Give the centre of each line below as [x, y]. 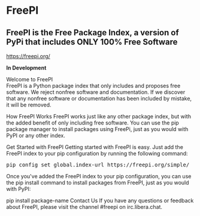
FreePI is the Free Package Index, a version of [93, 33]
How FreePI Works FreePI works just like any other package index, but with [99, 116]
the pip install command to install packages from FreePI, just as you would [98, 182]
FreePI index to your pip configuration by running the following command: [97, 153]
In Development [26, 68]
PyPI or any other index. [36, 136]
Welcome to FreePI [30, 79]
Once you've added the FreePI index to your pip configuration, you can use [99, 176]
